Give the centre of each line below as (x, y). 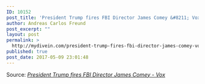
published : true (27, 52)
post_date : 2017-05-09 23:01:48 (47, 57)
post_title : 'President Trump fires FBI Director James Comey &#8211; (98, 18)
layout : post (23, 35)
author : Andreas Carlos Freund (46, 23)
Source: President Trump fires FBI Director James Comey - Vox (86, 74)
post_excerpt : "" (28, 29)
